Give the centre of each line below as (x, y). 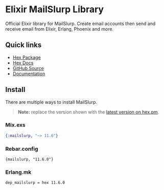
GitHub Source (28, 68)
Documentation (29, 74)
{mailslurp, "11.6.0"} (29, 159)
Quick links (24, 45)
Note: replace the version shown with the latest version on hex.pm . (88, 112)
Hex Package (27, 57)
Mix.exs (15, 125)
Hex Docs (23, 63)
